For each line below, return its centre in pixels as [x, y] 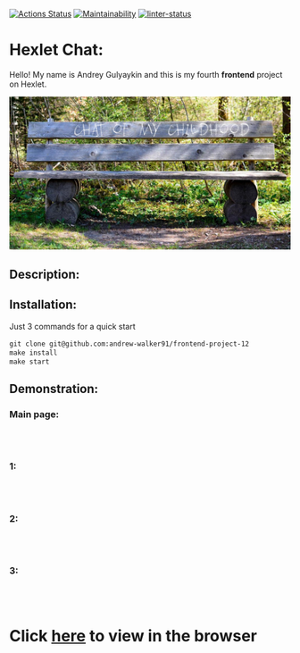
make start [29, 362]
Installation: [43, 305]
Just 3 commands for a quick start [72, 326]
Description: [45, 274]
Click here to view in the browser [133, 636]
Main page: [34, 414]
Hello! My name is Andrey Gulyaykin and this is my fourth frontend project [146, 74]
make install [33, 353]
